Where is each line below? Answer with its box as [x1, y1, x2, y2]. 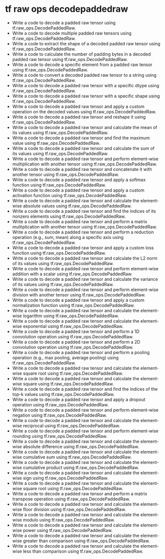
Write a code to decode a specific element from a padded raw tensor [12, 62, 153, 67]
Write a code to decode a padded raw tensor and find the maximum [12, 134, 150, 141]
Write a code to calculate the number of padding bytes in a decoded [12, 51, 151, 57]
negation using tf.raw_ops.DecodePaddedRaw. [12, 412, 107, 418]
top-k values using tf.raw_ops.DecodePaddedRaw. [12, 391, 115, 397]
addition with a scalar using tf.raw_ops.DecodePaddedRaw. [12, 271, 133, 277]
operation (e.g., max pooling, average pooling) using [12, 355, 119, 361]
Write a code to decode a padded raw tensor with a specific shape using [12, 93, 160, 99]
